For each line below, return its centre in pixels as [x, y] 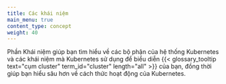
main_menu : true [30, 20]
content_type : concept [39, 26]
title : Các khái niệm [38, 13]
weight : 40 [23, 32]
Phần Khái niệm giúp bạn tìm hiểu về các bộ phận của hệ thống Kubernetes [113, 52]
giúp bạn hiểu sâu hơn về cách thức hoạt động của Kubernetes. [97, 74]
